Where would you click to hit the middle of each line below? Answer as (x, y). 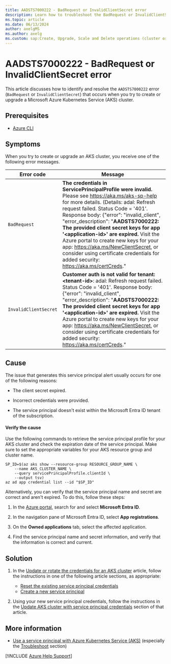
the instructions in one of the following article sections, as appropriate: (87, 576)
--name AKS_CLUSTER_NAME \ (43, 469)
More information (34, 628)
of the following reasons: (31, 381)
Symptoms (23, 144)
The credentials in (85, 183)
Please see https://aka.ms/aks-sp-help (110, 196)
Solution (19, 558)
